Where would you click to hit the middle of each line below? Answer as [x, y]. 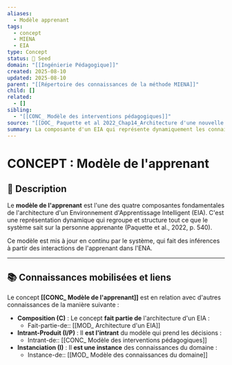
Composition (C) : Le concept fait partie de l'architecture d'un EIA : [114, 318]
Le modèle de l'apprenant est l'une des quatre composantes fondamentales [116, 205]
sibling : [20, 110]
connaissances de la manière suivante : [63, 305]
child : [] [21, 91]
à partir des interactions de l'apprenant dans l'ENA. [80, 248]
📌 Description [37, 188]
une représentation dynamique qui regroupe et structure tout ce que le [108, 220]
